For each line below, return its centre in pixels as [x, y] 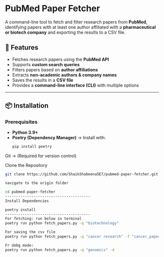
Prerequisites [21, 122]
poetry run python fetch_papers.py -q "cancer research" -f [68, 237]
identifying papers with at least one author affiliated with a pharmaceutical [81, 27]
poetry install [20, 210]
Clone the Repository [26, 165]
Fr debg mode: [20, 245]
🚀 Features [22, 47]
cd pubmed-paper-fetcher [30, 192]
